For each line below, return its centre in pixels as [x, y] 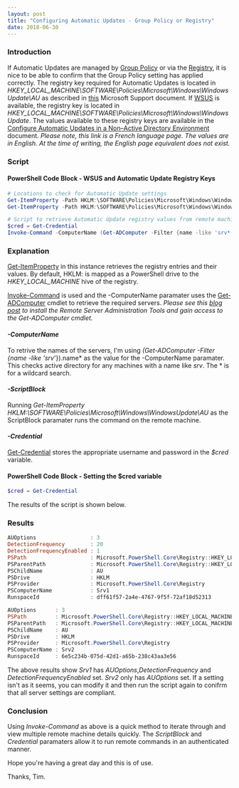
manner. [20, 749]
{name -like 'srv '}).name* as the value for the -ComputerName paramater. [116, 358]
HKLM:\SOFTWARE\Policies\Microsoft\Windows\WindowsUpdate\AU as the [118, 412]
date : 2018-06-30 [33, 27]
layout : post [27, 14]
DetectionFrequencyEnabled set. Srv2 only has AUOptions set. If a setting [116, 678]
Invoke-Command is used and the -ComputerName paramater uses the [112, 295]
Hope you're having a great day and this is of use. [80, 763]
